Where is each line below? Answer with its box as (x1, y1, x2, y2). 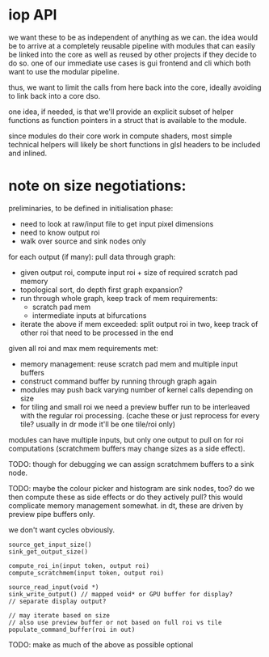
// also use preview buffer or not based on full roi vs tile (8, 618, 222, 626)
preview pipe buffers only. (8, 509, 95, 519)
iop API (8, 6, 57, 24)
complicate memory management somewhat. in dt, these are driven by (8, 500, 244, 511)
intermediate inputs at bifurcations (32, 310, 147, 320)
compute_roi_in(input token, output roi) (8, 562, 150, 570)
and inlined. (8, 148, 48, 158)
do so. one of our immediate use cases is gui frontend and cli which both (8, 58, 251, 68)
